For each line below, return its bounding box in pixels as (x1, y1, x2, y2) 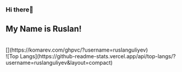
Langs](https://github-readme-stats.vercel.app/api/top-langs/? (19, 52, 176, 59)
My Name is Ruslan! (5, 24, 82, 34)
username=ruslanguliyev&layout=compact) (5, 59, 113, 66)
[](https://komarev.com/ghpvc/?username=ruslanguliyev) (5, 46, 148, 53)
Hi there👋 (5, 5, 34, 14)
